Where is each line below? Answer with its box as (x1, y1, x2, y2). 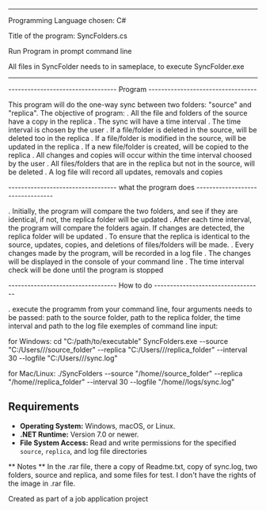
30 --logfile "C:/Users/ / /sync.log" (8, 353, 118, 363)
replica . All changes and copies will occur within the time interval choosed (8, 151, 252, 159)
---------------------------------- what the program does (8, 183, 196, 192)
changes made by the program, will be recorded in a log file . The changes (8, 249, 252, 257)
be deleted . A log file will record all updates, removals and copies (8, 167, 223, 177)
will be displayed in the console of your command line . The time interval (8, 257, 245, 266)
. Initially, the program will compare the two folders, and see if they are (8, 207, 238, 215)
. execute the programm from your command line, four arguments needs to (8, 304, 253, 314)
